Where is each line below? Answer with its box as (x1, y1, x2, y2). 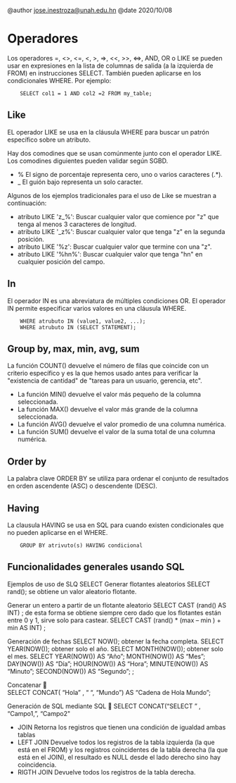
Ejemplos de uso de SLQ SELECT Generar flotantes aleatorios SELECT (7, 579, 211, 588)
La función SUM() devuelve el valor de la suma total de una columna (17, 428, 216, 436)
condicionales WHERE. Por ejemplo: (7, 76, 112, 85)
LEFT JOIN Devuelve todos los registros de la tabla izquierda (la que (17, 738, 216, 746)
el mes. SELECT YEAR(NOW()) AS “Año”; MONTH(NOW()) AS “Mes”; (7, 652, 206, 660)
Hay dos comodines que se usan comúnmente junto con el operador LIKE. (7, 149, 223, 157)
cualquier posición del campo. (17, 257, 105, 266)
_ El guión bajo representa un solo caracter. (17, 178, 143, 186)
